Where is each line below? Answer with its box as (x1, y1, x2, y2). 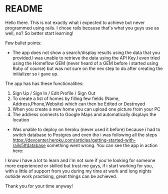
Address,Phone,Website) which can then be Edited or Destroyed (12, 100, 145, 106)
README (5, 3, 43, 14)
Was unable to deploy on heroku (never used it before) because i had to (12, 126, 161, 132)
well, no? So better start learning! (5, 30, 73, 36)
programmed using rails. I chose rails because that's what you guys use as (5, 24, 159, 30)
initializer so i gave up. (12, 70, 59, 76)
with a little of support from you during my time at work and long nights (5, 168, 151, 174)
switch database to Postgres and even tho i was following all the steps (12, 131, 157, 137)
